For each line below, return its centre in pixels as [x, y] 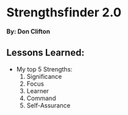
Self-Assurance [49, 105]
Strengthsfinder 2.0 [64, 13]
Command [41, 98]
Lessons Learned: [46, 53]
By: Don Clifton [28, 31]
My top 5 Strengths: [44, 69]
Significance [44, 76]
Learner [38, 91]
